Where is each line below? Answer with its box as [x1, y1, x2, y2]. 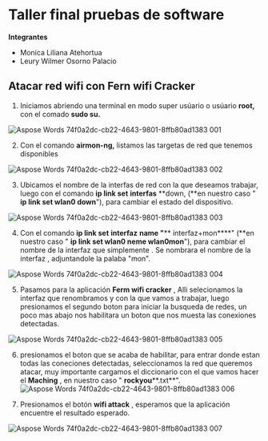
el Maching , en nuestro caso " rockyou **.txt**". [19, 375, 181, 385]
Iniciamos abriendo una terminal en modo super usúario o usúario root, [19, 100, 255, 110]
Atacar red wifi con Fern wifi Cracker [8, 79, 195, 93]
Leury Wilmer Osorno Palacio [19, 56, 118, 66]
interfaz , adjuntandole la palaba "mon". [19, 253, 151, 263]
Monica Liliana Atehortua [19, 47, 102, 57]
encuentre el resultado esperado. [19, 407, 130, 418]
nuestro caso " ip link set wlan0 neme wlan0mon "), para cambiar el [19, 237, 246, 246]
